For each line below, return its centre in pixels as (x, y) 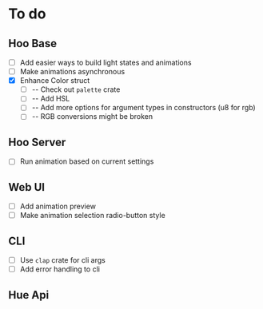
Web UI (27, 187)
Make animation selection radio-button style (92, 216)
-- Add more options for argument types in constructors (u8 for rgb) (143, 108)
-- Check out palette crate (76, 89)
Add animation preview (58, 206)
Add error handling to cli (60, 269)
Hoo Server (37, 142)
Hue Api (29, 295)
